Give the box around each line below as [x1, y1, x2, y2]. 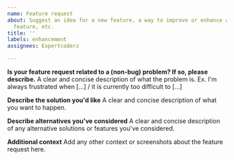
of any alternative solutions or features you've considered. [7, 125, 175, 132]
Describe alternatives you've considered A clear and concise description [7, 117, 221, 125]
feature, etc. [13, 23, 54, 30]
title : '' [7, 29, 36, 37]
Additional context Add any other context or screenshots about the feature [7, 138, 224, 146]
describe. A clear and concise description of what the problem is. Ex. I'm [7, 75, 217, 83]
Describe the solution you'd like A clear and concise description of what [7, 96, 217, 104]
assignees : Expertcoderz [7, 42, 79, 49]
